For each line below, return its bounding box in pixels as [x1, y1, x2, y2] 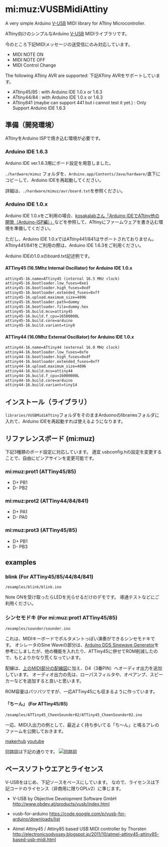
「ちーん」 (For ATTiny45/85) [5, 701, 68, 707]
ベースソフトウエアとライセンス [5, 765, 104, 773]
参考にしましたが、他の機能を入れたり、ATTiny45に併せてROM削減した [5, 648, 154, 654]
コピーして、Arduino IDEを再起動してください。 [5, 177, 104, 183]
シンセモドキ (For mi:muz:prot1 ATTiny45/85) [5, 614, 118, 621]
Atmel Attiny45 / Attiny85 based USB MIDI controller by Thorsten [12, 825, 146, 832]
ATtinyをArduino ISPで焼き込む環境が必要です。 [5, 135, 103, 141]
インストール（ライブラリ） [5, 398, 91, 406]
